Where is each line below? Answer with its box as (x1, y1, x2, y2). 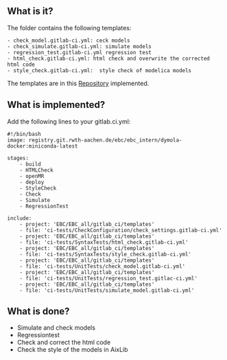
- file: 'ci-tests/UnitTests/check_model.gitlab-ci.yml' (19, 262, 186, 270)
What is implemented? (7, 99, 106, 111)
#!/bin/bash (7, 131, 41, 137)
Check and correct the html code (16, 338, 111, 346)
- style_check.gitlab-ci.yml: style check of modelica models (7, 67, 192, 74)
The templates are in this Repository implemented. (7, 79, 150, 87)
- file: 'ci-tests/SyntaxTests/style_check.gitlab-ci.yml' (19, 251, 192, 258)
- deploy (19, 179, 45, 185)
